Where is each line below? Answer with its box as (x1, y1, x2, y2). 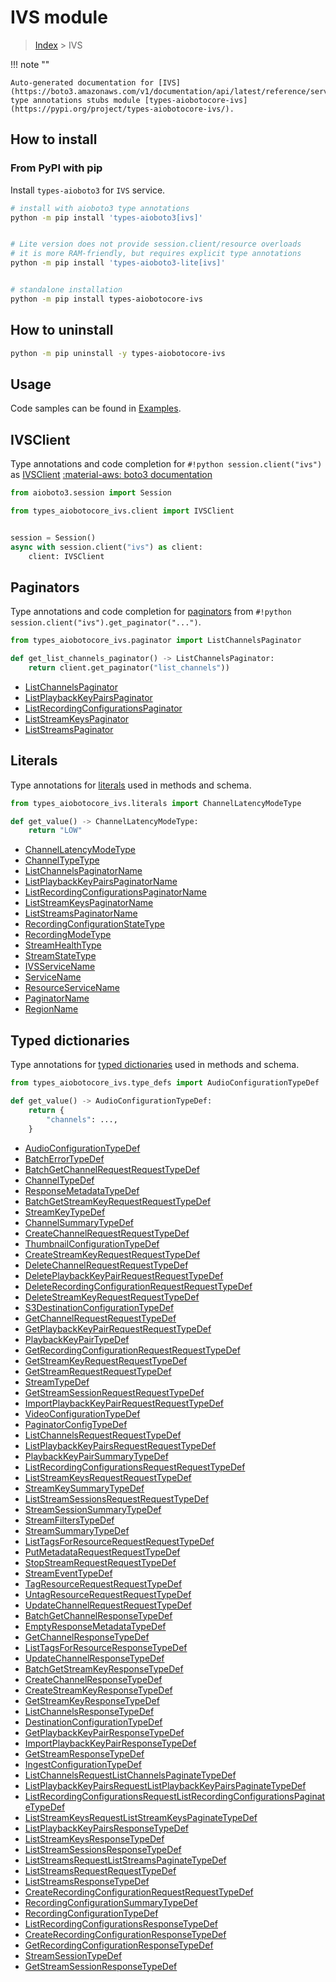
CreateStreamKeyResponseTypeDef (24, 1684, 173, 1696)
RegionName (24, 1003, 79, 1015)
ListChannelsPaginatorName (24, 865, 143, 877)
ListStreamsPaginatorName (24, 907, 138, 920)
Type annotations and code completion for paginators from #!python (10, 606, 292, 618)
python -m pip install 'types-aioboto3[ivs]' (10, 212, 203, 223)
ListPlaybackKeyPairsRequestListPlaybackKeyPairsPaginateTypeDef (24, 1779, 307, 1791)
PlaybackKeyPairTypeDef (24, 1333, 130, 1345)
